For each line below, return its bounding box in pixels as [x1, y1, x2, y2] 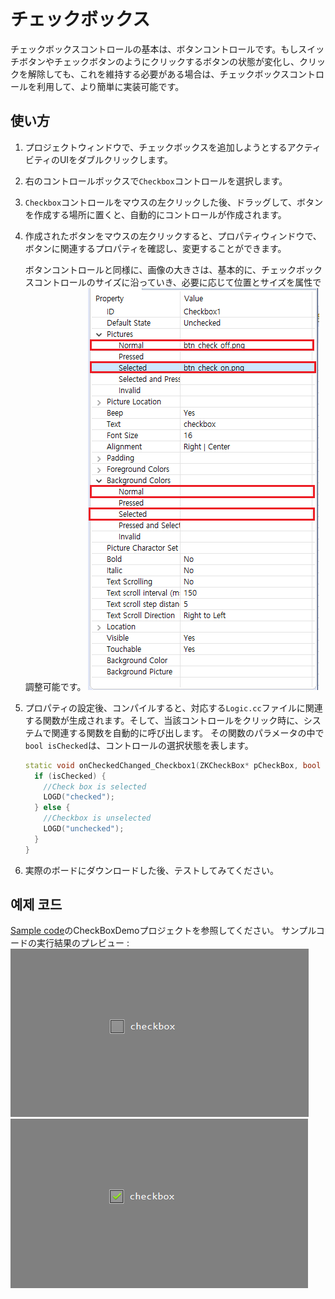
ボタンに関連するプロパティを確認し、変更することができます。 [24, 242, 287, 254]
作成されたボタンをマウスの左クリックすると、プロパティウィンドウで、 [24, 230, 322, 242]
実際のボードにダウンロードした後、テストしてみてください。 [24, 864, 279, 876]
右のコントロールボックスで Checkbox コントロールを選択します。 [24, 175, 288, 187]
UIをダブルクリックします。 [59, 153, 173, 165]
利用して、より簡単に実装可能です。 [36, 80, 185, 92]
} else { [34, 803, 71, 813]
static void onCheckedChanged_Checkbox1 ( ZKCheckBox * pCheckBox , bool [24, 760, 322, 770]
